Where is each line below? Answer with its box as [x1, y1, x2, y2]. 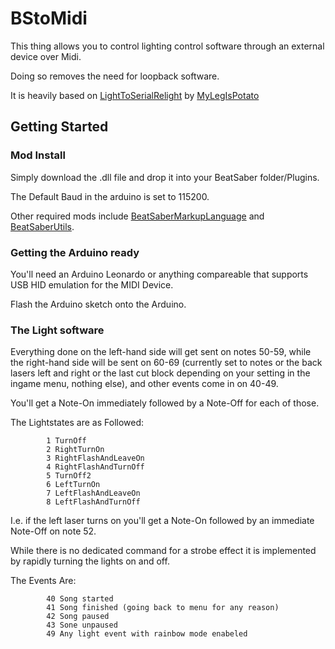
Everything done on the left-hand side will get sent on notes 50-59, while [10, 346, 312, 358]
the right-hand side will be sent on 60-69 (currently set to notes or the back [10, 357, 323, 369]
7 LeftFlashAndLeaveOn [46, 488, 141, 499]
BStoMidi [10, 7, 88, 30]
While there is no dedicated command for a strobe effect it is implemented [10, 545, 317, 557]
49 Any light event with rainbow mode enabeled [46, 629, 248, 639]
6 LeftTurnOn [46, 480, 101, 490]
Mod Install [10, 148, 66, 162]
